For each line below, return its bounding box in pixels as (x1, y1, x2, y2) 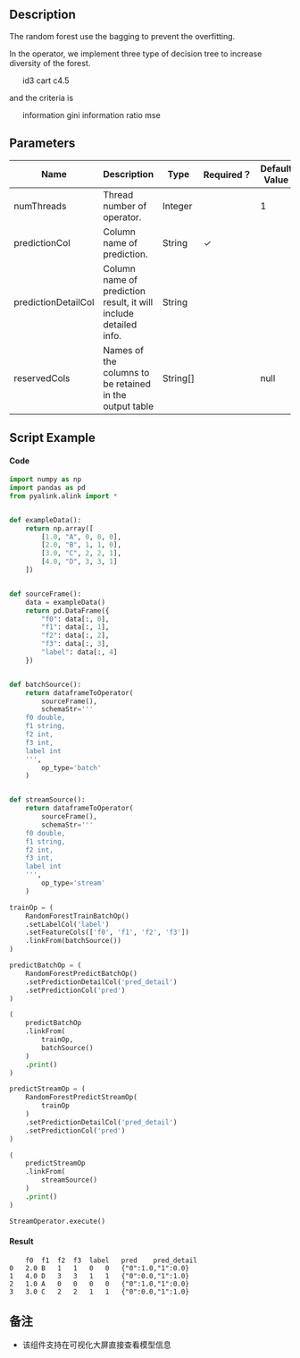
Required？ (203, 168, 252, 181)
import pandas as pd (9, 483, 87, 493)
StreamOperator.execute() (9, 1217, 105, 1226)
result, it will (102, 295, 154, 308)
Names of (102, 344, 145, 356)
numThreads (13, 199, 67, 212)
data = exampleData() (25, 598, 105, 607)
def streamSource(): (9, 795, 87, 804)
